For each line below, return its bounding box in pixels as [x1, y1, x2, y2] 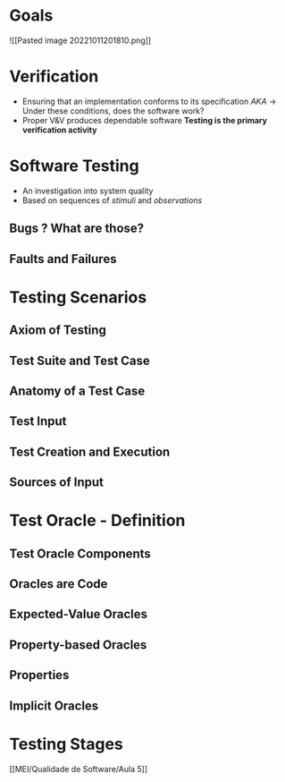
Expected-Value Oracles [9, 607, 147, 622]
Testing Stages [9, 734, 123, 754]
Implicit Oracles [9, 698, 99, 713]
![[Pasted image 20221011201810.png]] [9, 35, 152, 46]
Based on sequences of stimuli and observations [21, 194, 203, 206]
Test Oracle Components [9, 546, 152, 561]
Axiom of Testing [9, 323, 107, 338]
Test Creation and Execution [9, 444, 171, 459]
